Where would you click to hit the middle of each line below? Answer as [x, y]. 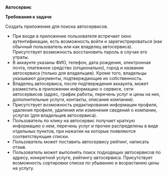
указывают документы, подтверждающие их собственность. [78, 78]
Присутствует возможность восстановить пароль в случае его [80, 52]
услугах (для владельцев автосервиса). [55, 115]
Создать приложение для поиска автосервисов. [57, 26]
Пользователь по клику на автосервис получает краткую [74, 121]
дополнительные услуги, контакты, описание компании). [73, 99]
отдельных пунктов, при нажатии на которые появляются [74, 131]
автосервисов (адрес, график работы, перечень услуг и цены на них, [86, 94]
